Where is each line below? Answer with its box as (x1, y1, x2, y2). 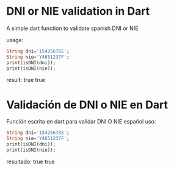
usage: (6, 36, 24, 43)
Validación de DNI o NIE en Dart (6, 98, 168, 111)
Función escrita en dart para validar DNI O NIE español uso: (6, 118, 156, 125)
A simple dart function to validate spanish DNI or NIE (6, 24, 139, 32)
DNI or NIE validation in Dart (6, 4, 150, 18)
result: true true (6, 76, 46, 84)
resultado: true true (6, 158, 55, 165)
